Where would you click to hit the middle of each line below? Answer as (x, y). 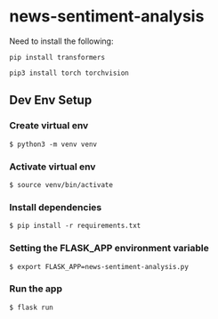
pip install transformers (57, 57)
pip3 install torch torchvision (69, 73)
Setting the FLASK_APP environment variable (109, 249)
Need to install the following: (61, 41)
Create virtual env (49, 126)
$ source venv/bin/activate (61, 184)
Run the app (36, 289)
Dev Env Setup (51, 100)
